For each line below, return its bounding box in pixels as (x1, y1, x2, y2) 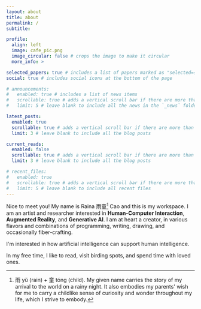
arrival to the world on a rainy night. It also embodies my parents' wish (14, 283, 188, 290)
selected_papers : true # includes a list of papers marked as (6, 70, 165, 76)
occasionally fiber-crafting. (6, 229, 73, 236)
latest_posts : (6, 113, 42, 119)
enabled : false (11, 146, 50, 153)
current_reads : (6, 141, 44, 147)
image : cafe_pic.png (11, 47, 63, 54)
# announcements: (6, 86, 50, 92)
